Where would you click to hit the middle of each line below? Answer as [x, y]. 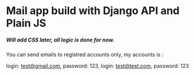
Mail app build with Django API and [93, 11]
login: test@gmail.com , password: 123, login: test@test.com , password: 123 [98, 66]
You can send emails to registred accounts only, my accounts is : [85, 54]
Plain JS [26, 23]
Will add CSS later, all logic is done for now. [60, 40]
